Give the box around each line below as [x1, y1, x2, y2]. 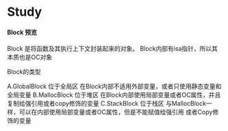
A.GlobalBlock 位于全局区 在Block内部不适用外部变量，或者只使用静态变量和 [7, 82, 222, 91]
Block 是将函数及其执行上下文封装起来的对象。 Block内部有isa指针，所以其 [7, 45, 218, 53]
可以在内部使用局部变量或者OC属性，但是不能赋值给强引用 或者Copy [18, 108, 213, 117]
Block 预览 [7, 28, 38, 36]
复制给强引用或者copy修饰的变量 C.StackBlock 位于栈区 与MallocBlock [7, 99, 207, 108]
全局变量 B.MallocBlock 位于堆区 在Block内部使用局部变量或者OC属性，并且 [7, 91, 221, 99]
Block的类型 [7, 68, 41, 76]
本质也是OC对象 [7, 53, 53, 62]
